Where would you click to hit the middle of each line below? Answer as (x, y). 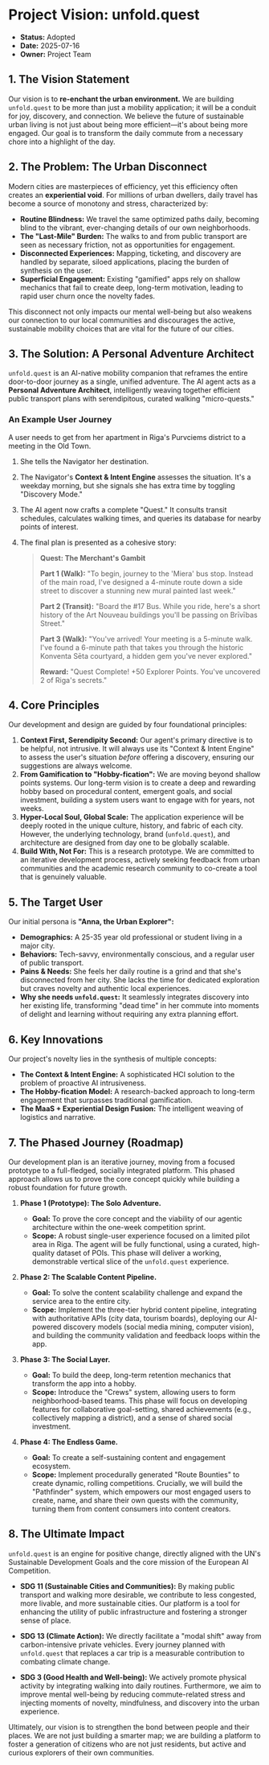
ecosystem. (51, 1466)
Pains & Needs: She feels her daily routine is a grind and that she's (130, 972)
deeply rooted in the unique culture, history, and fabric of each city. (131, 825)
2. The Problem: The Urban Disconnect (108, 167)
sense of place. (45, 1620)
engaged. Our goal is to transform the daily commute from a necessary (126, 133)
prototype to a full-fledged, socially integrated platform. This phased (122, 1170)
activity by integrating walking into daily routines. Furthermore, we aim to (141, 1685)
